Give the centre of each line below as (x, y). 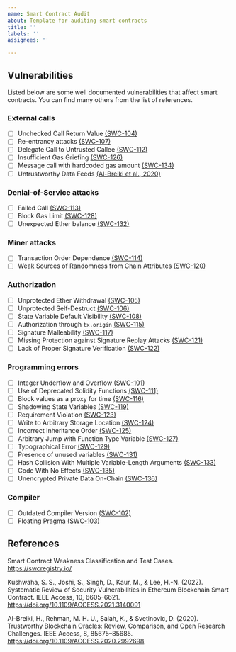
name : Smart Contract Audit (49, 14)
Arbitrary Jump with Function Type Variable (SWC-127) (98, 438)
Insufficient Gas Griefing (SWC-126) (70, 157)
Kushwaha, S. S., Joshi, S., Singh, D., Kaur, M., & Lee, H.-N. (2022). (105, 582)
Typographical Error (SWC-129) (64, 446)
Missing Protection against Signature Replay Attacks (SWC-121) (110, 340)
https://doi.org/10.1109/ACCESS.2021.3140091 (74, 605)
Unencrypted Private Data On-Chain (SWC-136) (88, 478)
